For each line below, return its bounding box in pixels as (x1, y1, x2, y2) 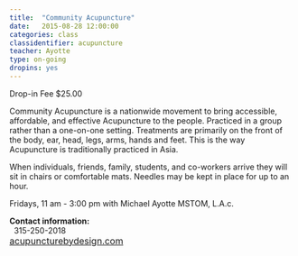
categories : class (9, 30, 79, 39)
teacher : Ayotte (9, 47, 70, 56)
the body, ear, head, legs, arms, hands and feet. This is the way (9, 134, 246, 145)
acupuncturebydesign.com (9, 234, 124, 247)
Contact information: (9, 215, 90, 226)
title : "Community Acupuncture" (9, 13, 135, 23)
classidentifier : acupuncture (9, 38, 124, 48)
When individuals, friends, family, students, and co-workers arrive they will (9, 161, 288, 172)
